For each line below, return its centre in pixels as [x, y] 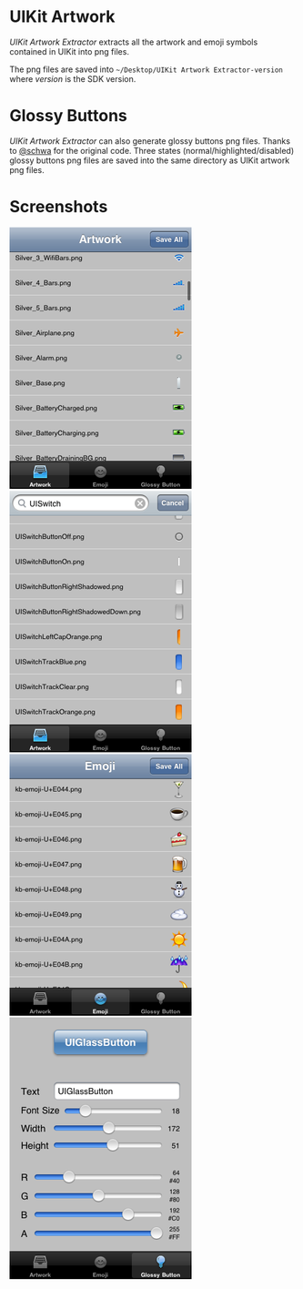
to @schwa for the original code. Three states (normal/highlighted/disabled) [151, 150]
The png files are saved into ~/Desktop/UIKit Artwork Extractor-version [146, 69]
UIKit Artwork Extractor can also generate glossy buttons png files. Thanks [150, 141]
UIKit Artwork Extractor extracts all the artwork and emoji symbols [134, 42]
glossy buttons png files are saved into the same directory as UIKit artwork [150, 160]
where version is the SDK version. [73, 78]
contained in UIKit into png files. [70, 51]
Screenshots [59, 207]
